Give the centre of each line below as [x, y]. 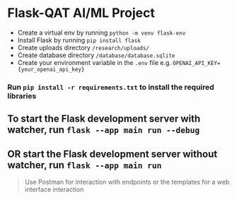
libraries [22, 95]
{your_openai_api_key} [51, 69]
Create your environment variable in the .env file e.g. [94, 62]
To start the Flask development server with [104, 119]
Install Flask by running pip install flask [79, 40]
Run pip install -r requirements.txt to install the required [111, 87]
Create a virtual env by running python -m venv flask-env [102, 33]
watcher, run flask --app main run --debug [104, 130]
